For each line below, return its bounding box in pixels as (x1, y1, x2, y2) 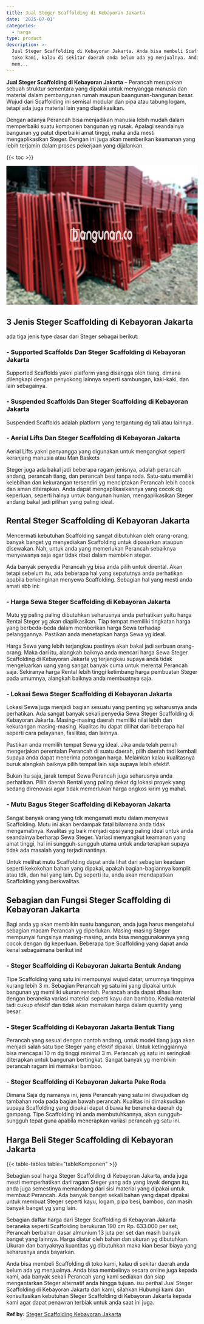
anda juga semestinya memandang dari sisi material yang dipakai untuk (6, 1185, 185, 1192)
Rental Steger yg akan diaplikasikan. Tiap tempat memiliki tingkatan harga (6, 617, 191, 625)
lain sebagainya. (6, 382, 47, 390)
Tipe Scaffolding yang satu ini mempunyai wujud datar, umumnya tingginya (6, 975, 194, 983)
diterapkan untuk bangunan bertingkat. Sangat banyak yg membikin (6, 1056, 176, 1063)
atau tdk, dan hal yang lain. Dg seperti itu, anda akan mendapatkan (6, 871, 174, 878)
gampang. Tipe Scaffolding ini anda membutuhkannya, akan (6, 1111, 157, 1118)
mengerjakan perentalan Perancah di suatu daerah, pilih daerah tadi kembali (6, 747, 197, 755)
